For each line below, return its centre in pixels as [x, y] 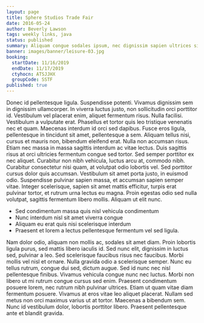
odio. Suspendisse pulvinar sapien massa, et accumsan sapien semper [95, 180]
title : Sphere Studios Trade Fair [50, 18]
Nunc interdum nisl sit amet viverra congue [69, 217]
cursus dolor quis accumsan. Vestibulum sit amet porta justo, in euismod [97, 173]
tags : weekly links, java [39, 35]
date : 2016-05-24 [28, 23]
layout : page [23, 12]
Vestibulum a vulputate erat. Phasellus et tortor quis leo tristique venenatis [99, 122]
